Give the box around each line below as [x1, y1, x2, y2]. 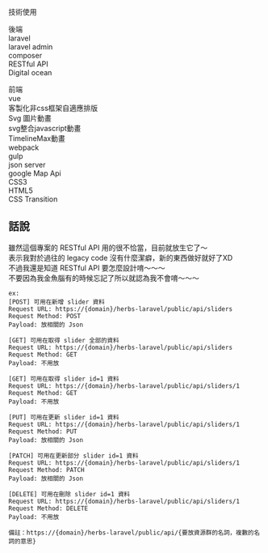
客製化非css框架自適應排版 [8, 104, 98, 113]
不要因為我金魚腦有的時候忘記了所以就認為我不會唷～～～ [8, 273, 199, 283]
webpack [8, 143, 40, 152]
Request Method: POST [8, 312, 82, 320]
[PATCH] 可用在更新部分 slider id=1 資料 [8, 452, 139, 460]
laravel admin [8, 42, 53, 51]
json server [8, 160, 46, 169]
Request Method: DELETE [8, 504, 89, 513]
